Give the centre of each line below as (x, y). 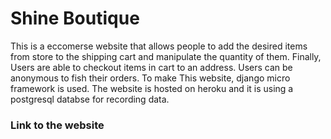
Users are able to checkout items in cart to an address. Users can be (151, 67)
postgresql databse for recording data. (90, 99)
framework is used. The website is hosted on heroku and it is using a (152, 88)
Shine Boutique (75, 18)
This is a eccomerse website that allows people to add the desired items (159, 46)
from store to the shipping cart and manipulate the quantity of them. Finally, (166, 56)
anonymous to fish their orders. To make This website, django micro (150, 78)
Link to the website (57, 125)
